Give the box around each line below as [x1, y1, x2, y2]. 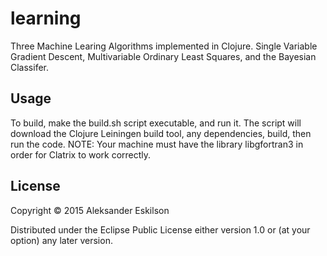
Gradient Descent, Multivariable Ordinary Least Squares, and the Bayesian [10, 50, 317, 62]
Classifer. [10, 61, 50, 73]
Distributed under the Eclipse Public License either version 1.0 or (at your [10, 223, 311, 236]
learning [10, 7, 82, 30]
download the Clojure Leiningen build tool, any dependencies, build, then [10, 127, 312, 139]
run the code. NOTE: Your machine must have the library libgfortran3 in [10, 138, 304, 150]
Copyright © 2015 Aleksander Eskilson [10, 204, 170, 216]
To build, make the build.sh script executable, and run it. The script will [10, 117, 302, 129]
